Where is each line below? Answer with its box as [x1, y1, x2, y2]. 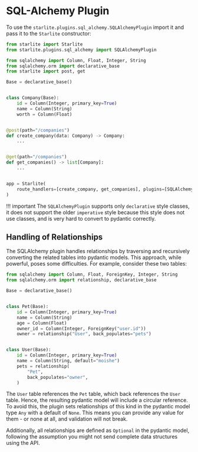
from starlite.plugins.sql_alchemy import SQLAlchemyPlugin [6, 47, 157, 53]
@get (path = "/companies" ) [6, 154, 67, 160]
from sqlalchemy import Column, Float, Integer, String [6, 57, 146, 63]
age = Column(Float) [16, 320, 67, 326]
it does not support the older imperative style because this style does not [6, 208, 185, 216]
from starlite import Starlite [6, 41, 83, 47]
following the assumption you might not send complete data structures [6, 433, 178, 440]
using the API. [6, 440, 40, 447]
